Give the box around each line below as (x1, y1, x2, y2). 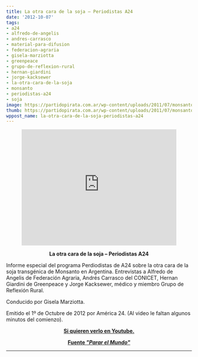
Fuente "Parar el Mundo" (67, 339, 131, 346)
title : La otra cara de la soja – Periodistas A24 (6, 8, 133, 15)
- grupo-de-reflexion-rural (6, 63, 75, 70)
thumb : (6, 107, 22, 113)
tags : (6, 19, 19, 25)
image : (6, 101, 22, 108)
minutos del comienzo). (6, 316, 63, 323)
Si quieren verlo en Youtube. (64, 327, 134, 335)
